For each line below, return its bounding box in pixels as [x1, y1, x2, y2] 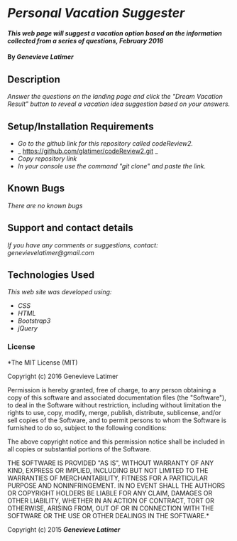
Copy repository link [17, 154, 77, 163]
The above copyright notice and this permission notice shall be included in [7, 437, 225, 446]
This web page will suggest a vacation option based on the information [7, 28, 222, 37]
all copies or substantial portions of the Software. [7, 444, 151, 453]
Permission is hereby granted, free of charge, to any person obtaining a [7, 385, 216, 394]
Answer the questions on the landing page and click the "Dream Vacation [7, 92, 224, 101]
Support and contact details [7, 222, 133, 234]
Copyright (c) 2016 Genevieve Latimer [7, 372, 118, 380]
